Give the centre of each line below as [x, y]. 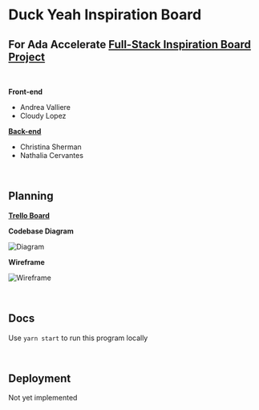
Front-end [25, 91]
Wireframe [27, 262]
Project [27, 57]
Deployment [40, 379]
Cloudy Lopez [43, 116]
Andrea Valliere [45, 107]
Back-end [25, 131]
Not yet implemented [43, 398]
